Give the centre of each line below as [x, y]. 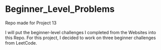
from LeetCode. [21, 43]
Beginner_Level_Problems [60, 9]
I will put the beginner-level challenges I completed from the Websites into [81, 32]
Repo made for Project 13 [31, 23]
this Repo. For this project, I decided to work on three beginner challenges [80, 38]
